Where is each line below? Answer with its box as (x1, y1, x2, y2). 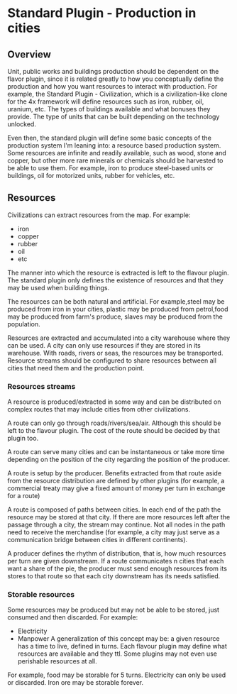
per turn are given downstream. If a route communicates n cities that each (7, 557, 224, 566)
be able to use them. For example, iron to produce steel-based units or (7, 164, 214, 172)
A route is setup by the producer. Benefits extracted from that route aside (7, 469, 222, 478)
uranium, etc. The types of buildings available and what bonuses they (7, 105, 211, 113)
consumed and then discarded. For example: (7, 613, 138, 622)
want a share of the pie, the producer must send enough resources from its (7, 564, 227, 573)
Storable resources (7, 590, 75, 600)
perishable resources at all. (17, 657, 97, 666)
